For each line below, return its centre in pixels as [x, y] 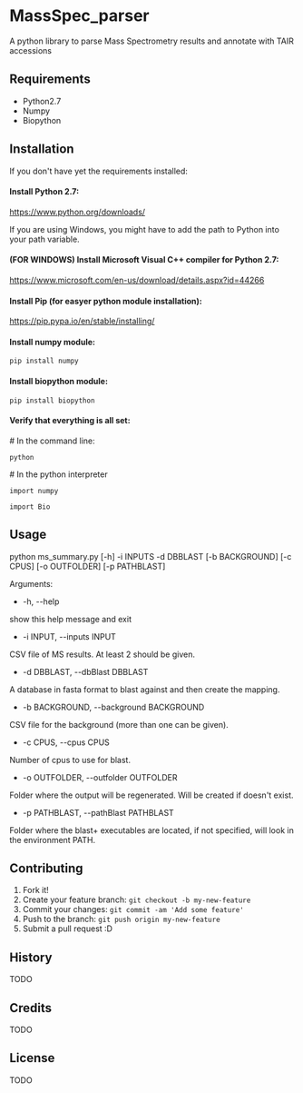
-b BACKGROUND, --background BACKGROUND [113, 707]
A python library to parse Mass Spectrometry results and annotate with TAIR [152, 41]
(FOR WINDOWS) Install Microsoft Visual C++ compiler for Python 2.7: [144, 260]
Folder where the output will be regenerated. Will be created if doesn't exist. [151, 795]
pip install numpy [44, 361]
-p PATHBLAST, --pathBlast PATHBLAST [98, 812]
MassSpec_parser [79, 16]
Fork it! [36, 890]
